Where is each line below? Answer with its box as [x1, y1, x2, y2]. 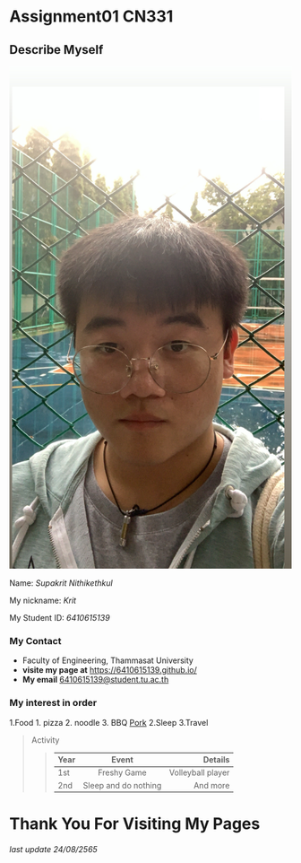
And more [193, 780, 230, 790]
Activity [30, 734, 60, 745]
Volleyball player [168, 767, 230, 778]
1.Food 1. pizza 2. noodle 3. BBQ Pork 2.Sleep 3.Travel [9, 717, 209, 728]
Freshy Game [98, 767, 148, 778]
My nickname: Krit [9, 595, 77, 606]
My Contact [9, 634, 62, 647]
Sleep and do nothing [82, 780, 162, 790]
